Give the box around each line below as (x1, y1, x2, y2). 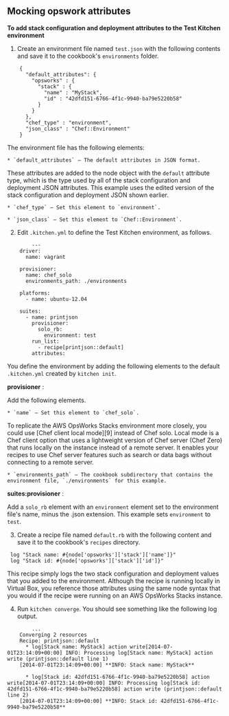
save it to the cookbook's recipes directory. (16, 538, 141, 546)
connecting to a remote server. (7, 458, 95, 466)
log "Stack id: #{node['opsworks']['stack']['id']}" (10, 557, 165, 564)
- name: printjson (25, 313, 78, 321)
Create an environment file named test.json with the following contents (16, 44, 221, 52)
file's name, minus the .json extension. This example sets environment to (7, 509, 211, 518)
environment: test (43, 332, 97, 339)
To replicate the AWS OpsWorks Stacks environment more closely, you (7, 421, 207, 430)
